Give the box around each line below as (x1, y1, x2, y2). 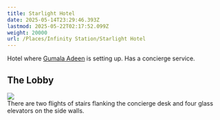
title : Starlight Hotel (7, 10, 76, 17)
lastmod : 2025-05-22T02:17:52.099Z (7, 23, 109, 29)
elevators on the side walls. (7, 106, 85, 115)
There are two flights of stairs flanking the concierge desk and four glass (7, 99, 214, 107)
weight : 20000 (7, 29, 48, 36)
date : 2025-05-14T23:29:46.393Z (7, 16, 100, 23)
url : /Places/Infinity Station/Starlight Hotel (7, 36, 146, 43)
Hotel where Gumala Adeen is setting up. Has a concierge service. (7, 54, 195, 62)
